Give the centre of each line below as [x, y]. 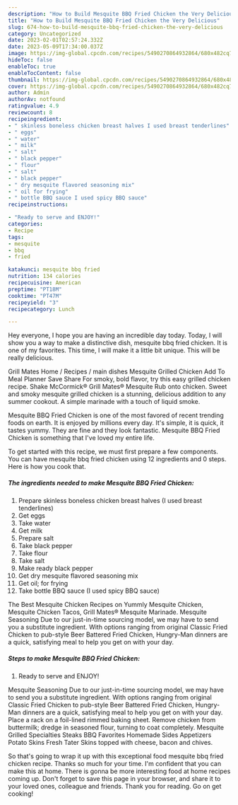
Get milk [30, 531]
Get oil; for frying [43, 584]
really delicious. [31, 358]
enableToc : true [32, 66]
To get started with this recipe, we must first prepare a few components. [113, 452]
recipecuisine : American [44, 283]
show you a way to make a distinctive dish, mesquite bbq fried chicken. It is [118, 343]
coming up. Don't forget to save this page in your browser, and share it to [114, 779]
